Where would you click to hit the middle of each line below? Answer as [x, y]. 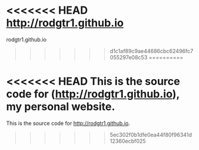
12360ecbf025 [128, 141]
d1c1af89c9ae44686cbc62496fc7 [152, 51]
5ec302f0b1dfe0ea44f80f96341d [151, 135]
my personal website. [61, 107]
